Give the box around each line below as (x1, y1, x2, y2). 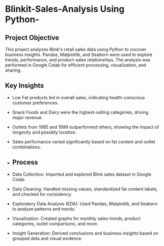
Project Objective (5, 33, 59, 42)
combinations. (12, 144, 41, 150)
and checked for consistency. (12, 191, 73, 197)
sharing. (5, 67, 22, 73)
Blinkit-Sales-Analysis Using (5, 3, 125, 15)
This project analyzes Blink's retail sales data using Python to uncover (5, 47, 147, 52)
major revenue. (12, 114, 43, 120)
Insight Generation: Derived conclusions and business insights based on (12, 230, 159, 236)
